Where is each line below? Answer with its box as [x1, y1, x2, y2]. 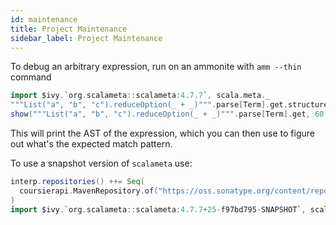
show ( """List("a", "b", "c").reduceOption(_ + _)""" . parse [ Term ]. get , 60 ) [10, 109, 329, 120]
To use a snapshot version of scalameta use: [10, 157, 193, 169]
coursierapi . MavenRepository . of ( [19, 186, 159, 196]
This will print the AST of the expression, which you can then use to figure [10, 127, 315, 139]
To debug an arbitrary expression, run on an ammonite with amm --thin [10, 61, 302, 73]
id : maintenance [10, 14, 78, 25]
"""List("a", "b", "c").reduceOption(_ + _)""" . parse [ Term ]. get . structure [10, 100, 329, 110]
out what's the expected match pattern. [10, 138, 173, 150]
